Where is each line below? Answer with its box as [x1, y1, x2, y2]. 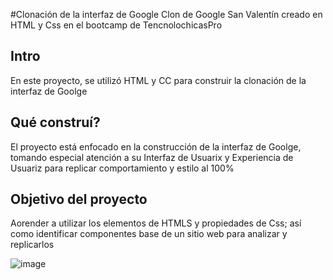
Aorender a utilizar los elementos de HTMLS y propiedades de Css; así [10, 217, 302, 229]
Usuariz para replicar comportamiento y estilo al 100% [10, 162, 235, 174]
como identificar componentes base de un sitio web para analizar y [10, 228, 288, 240]
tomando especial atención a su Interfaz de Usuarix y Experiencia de [10, 151, 294, 163]
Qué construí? [10, 114, 101, 131]
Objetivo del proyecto [10, 191, 148, 208]
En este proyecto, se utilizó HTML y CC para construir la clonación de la [10, 74, 307, 86]
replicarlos [10, 239, 55, 251]
